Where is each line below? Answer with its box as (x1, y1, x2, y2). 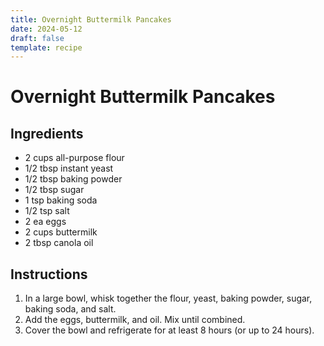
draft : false (10, 33, 65, 43)
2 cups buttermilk (24, 226, 98, 238)
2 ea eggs (24, 216, 67, 228)
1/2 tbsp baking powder (24, 173, 123, 185)
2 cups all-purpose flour (24, 152, 125, 164)
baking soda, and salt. (24, 303, 117, 315)
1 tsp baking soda (24, 194, 98, 206)
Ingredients (10, 125, 84, 142)
